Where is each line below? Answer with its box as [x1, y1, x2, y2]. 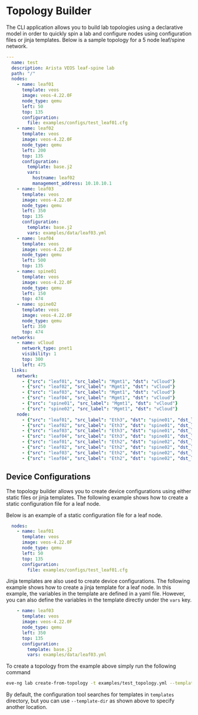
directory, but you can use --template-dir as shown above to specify [6, 697, 175, 704]
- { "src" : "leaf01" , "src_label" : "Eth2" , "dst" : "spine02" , [21, 439, 176, 445]
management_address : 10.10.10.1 [32, 180, 112, 187]
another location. [6, 704, 48, 711]
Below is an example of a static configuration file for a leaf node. [6, 512, 163, 519]
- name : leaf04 [16, 235, 54, 241]
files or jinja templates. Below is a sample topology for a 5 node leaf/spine [6, 36, 186, 43]
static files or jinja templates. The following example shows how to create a [6, 494, 189, 501]
